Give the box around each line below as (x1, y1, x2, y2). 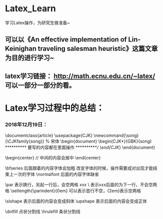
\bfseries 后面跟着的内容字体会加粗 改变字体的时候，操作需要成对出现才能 (5, 165, 153, 171)
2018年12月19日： (5, 121, 48, 128)
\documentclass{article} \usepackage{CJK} (5, 132, 93, 138)
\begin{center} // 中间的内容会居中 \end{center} (5, 155, 101, 161)
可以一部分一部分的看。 (5, 81, 75, 89)
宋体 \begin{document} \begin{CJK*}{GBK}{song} (51, 138, 152, 144)
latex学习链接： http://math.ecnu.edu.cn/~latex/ (5, 72, 156, 80)
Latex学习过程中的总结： (5, 102, 105, 113)
